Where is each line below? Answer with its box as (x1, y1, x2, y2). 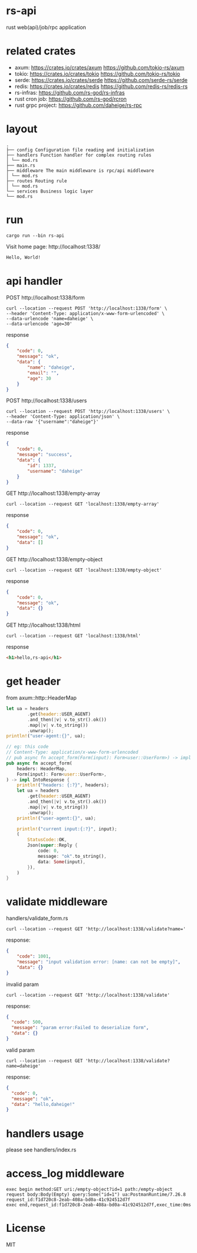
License (6, 1222, 46, 1235)
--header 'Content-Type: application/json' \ (6, 414, 120, 420)
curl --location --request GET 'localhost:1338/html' (6, 633, 142, 639)
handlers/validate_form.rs (6, 914, 68, 922)
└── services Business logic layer (6, 188, 94, 194)
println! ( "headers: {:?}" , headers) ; (17, 782, 110, 788)
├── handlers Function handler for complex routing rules (6, 152, 152, 158)
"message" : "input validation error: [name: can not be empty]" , (17, 959, 181, 965)
